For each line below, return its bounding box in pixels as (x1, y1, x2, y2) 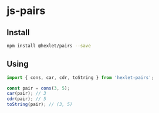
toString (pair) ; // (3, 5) (6, 101, 73, 108)
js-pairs (6, 4, 46, 18)
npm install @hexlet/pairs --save (6, 43, 92, 49)
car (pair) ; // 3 (6, 91, 46, 97)
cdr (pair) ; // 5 (6, 96, 46, 102)
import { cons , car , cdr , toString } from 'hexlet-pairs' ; (6, 74, 154, 80)
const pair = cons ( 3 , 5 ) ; (6, 85, 70, 91)
